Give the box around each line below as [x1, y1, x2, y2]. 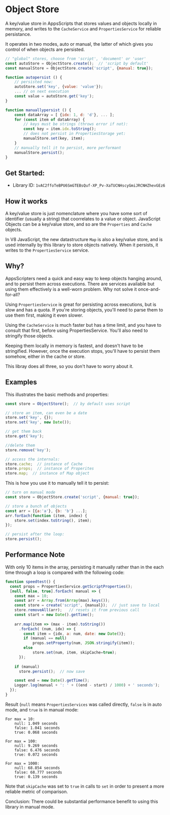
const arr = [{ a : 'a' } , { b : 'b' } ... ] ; [5, 508, 87, 514]
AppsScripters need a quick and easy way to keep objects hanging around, [5, 275, 162, 281]
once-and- [138, 286, 161, 292]
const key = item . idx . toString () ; [23, 126, 96, 131]
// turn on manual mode [5, 490, 56, 495]
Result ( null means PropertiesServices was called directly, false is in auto [5, 701, 162, 707]
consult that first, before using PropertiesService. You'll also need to [5, 327, 148, 333]
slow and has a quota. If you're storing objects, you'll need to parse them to [5, 307, 163, 313]
